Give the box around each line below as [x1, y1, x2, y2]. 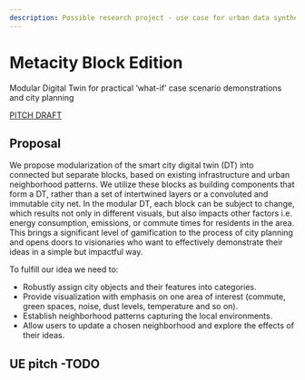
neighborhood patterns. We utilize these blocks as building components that [9, 179, 295, 190]
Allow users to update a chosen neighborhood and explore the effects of [22, 320, 295, 331]
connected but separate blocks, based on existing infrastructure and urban [9, 170, 290, 180]
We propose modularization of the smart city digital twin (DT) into [9, 160, 254, 171]
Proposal [9, 135, 62, 151]
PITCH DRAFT [9, 110, 62, 121]
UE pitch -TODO [9, 356, 101, 372]
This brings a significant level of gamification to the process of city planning [9, 228, 293, 239]
